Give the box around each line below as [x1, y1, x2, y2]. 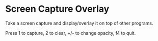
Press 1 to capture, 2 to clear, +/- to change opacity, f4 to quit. [5, 30, 136, 36]
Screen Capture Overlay [5, 3, 110, 15]
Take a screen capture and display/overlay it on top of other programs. [5, 20, 154, 26]
